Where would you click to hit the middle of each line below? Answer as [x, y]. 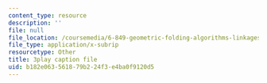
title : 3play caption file [53, 60]
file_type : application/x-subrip [64, 45]
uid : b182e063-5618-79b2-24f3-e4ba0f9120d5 [81, 67]
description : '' [35, 23]
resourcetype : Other [43, 52]
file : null [26, 30]
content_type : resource [48, 15]
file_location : [33, 38]
